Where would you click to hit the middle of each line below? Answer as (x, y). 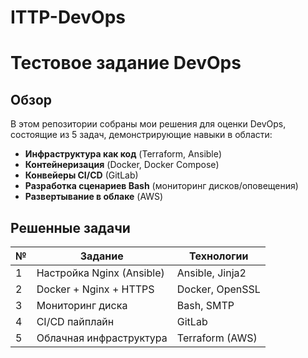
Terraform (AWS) (217, 338)
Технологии (219, 256)
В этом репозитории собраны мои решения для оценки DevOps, (148, 124)
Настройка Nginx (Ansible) (100, 273)
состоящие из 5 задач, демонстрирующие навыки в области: (141, 135)
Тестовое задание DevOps (126, 63)
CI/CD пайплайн (75, 321)
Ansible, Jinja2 (211, 273)
